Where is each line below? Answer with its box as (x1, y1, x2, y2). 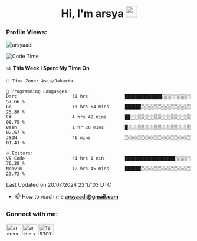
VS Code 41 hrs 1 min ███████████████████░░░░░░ (6, 156, 192, 161)
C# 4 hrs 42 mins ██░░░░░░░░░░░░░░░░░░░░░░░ (6, 114, 192, 120)
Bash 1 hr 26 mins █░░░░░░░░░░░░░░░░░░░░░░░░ (6, 124, 192, 131)
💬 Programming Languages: (6, 88, 70, 94)
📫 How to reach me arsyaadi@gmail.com (14, 193, 119, 200)
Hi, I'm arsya (61, 7, 124, 21)
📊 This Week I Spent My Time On (6, 65, 90, 72)
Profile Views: (6, 28, 47, 37)
